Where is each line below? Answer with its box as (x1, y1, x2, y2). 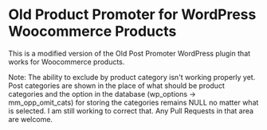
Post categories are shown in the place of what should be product (8, 81, 225, 90)
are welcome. (8, 114, 53, 124)
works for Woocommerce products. (8, 57, 125, 67)
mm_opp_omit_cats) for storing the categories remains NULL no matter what (8, 97, 259, 107)
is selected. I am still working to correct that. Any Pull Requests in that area (8, 105, 253, 116)
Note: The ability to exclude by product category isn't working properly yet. (8, 72, 256, 82)
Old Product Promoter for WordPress (8, 6, 257, 24)
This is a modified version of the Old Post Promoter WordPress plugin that (8, 48, 251, 58)
